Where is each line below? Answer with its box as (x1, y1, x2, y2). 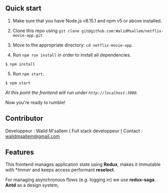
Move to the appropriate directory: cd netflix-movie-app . (12, 42, 133, 48)
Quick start (5, 4, 42, 13)
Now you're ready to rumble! (5, 99, 66, 105)
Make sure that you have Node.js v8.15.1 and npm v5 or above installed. (12, 17, 162, 23)
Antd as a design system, (5, 182, 59, 188)
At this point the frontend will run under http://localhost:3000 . (5, 89, 138, 95)
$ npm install (5, 61, 36, 67)
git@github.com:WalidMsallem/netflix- (81, 28, 164, 34)
